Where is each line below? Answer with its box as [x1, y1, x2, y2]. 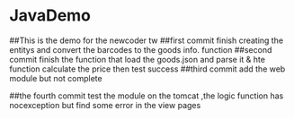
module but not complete [9, 72, 102, 83]
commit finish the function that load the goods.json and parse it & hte [9, 54, 265, 64]
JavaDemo [9, 5, 92, 26]
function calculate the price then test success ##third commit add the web [9, 64, 286, 74]
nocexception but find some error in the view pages [9, 99, 201, 110]
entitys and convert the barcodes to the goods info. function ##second [9, 44, 272, 55]
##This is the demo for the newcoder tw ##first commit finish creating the [9, 35, 284, 46]
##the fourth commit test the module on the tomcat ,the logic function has [9, 90, 284, 101]
